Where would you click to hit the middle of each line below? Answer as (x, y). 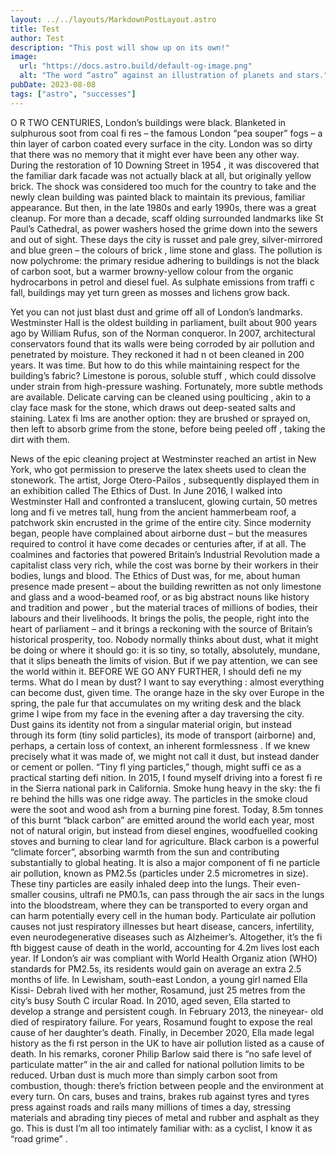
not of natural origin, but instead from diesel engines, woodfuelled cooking (164, 830)
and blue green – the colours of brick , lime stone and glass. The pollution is (166, 250)
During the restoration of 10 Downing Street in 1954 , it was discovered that (165, 165)
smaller (25, 894)
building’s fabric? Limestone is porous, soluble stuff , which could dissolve (163, 375)
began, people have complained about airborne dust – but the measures (159, 533)
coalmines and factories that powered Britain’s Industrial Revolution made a (165, 554)
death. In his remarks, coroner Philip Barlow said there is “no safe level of (161, 1053)
